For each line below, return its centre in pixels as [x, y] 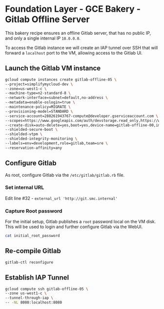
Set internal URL [25, 188]
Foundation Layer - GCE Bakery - [73, 9]
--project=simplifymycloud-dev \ [39, 84]
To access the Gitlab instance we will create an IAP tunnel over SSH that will [82, 48]
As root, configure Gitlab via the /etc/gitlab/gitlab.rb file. [65, 175]
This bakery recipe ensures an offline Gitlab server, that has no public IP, [78, 33]
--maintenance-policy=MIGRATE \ [38, 107]
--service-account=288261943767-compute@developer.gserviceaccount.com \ [82, 116]
